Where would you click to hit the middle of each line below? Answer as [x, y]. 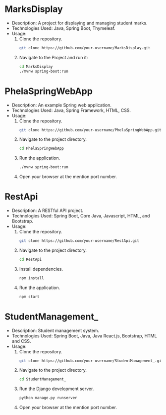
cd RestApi [30, 259]
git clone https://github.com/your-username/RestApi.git [79, 241]
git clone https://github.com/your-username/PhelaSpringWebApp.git [90, 130]
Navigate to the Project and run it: [54, 57]
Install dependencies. [41, 269]
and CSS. [21, 341]
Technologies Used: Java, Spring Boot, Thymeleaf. [63, 28]
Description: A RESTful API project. [48, 210]
